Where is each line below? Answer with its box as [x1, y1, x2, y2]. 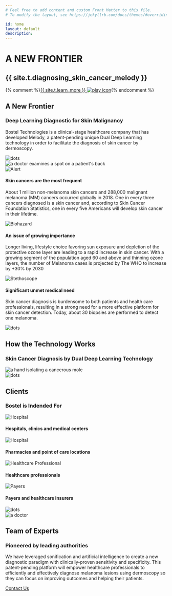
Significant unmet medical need [5, 287, 75, 293]
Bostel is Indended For [5, 402, 62, 410]
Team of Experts [5, 527, 59, 535]
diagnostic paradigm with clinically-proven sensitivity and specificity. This [5, 559, 161, 565]
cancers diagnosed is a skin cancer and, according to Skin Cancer [5, 200, 145, 206]
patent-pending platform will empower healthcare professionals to [5, 564, 145, 571]
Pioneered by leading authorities [5, 542, 89, 549]
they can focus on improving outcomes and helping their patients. [5, 576, 144, 582]
